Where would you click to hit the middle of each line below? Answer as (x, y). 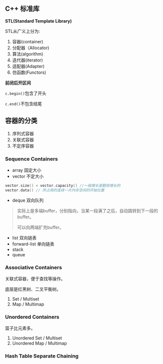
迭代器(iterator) (27, 60)
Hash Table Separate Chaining (42, 356)
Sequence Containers (32, 159)
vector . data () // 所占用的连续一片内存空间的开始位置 (55, 190)
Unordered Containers (32, 317)
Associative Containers (34, 267)
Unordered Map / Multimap (39, 343)
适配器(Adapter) (28, 66)
